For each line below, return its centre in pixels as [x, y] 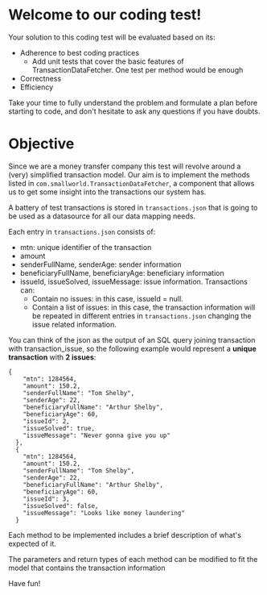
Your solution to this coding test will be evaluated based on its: [112, 37]
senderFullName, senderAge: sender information [101, 264]
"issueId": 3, [46, 499]
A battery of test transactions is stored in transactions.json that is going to [133, 207]
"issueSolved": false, [61, 506]
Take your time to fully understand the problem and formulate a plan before [133, 102]
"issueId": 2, [46, 421]
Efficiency [37, 87]
